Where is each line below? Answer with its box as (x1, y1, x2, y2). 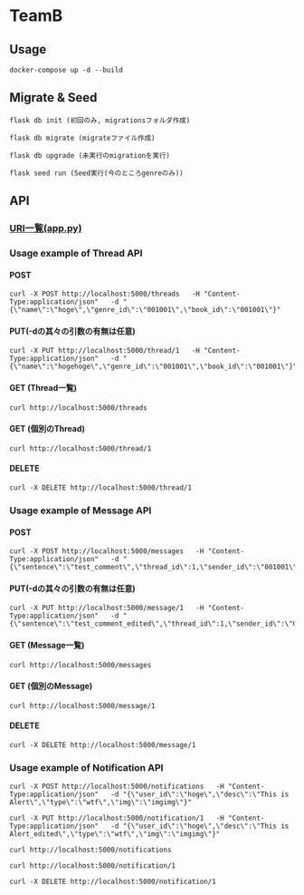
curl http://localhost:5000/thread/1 (9, 443, 152, 453)
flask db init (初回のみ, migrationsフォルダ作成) (9, 115, 191, 125)
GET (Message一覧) (9, 639, 85, 650)
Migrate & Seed (9, 90, 98, 105)
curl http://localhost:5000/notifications (9, 845, 172, 855)
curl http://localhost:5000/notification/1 (9, 861, 176, 871)
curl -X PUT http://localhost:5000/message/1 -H (9, 604, 204, 613)
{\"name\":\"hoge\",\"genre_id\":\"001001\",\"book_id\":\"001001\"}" (9, 306, 281, 315)
